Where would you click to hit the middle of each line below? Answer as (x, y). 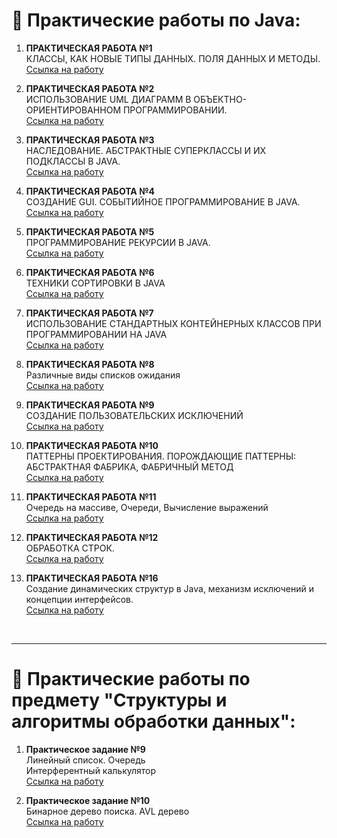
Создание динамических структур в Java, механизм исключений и (169, 588)
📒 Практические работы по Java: (156, 20)
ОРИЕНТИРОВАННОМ (73, 110)
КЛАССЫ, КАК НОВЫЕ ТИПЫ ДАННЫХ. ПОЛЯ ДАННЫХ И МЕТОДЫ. (173, 58)
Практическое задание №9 (85, 749)
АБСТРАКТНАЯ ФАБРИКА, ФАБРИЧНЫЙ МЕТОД (129, 466)
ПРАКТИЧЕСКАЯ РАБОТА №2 (90, 88)
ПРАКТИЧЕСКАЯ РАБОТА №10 (92, 445)
